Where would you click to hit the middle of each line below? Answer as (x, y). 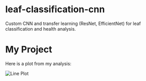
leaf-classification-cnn (55, 9)
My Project (29, 50)
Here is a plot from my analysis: (38, 63)
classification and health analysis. (41, 29)
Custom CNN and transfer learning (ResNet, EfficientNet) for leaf (73, 23)
